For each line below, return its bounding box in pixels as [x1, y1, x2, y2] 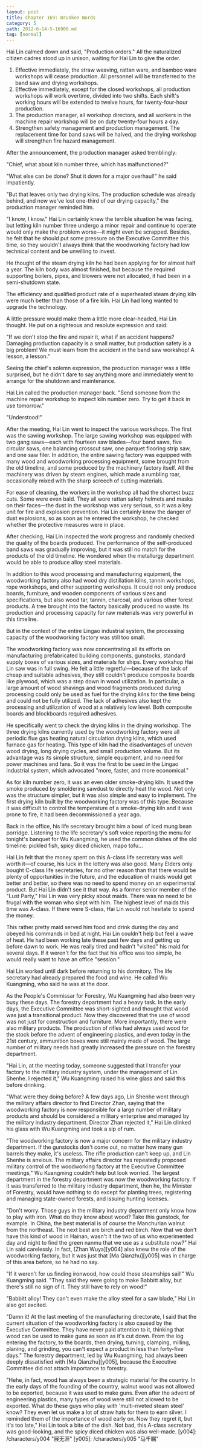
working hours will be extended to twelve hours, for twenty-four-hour [14, 98, 188, 106]
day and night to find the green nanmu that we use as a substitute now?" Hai [6, 1239, 197, 1247]
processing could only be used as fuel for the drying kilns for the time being [6, 691, 195, 698]
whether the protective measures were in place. [6, 521, 126, 529]
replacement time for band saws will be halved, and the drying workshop [14, 131, 197, 138]
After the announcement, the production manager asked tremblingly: [6, 149, 177, 157]
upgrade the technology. [6, 303, 68, 311]
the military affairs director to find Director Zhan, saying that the [6, 1100, 165, 1107]
